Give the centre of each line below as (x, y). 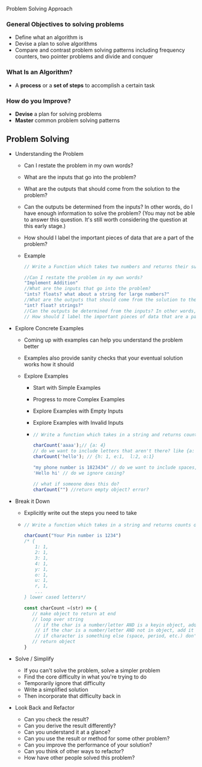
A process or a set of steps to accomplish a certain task (85, 85)
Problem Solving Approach (40, 9)
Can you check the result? (56, 719)
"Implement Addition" (51, 283)
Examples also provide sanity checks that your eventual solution (103, 358)
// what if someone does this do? (76, 484)
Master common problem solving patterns (67, 120)
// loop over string (58, 619)
